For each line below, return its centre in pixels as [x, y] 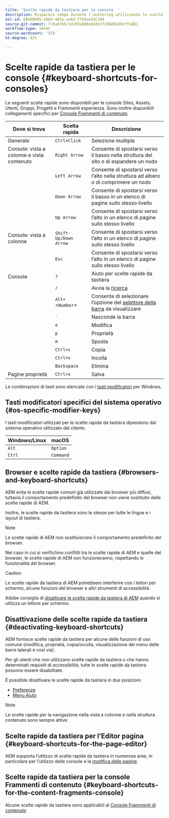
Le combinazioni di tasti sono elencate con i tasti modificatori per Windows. [84, 386]
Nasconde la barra [113, 317]
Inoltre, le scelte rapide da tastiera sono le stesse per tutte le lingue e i [78, 513]
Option [59, 448]
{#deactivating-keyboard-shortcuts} [65, 627]
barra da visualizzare [116, 309]
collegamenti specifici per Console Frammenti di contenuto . [67, 113]
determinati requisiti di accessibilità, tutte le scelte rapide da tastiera [76, 665]
